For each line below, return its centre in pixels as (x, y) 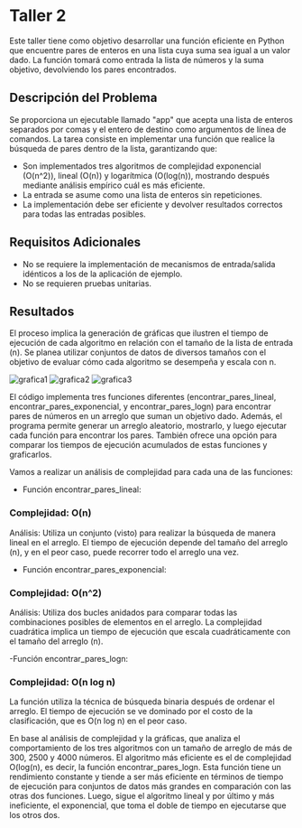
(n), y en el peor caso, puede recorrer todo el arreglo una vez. (124, 552)
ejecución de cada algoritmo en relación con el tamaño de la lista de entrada (151, 343)
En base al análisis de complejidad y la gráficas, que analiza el (125, 739)
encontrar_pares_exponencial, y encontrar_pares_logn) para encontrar (141, 406)
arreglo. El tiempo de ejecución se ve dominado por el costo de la (131, 712)
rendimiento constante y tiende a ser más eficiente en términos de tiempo (146, 777)
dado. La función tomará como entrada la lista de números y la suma (137, 60)
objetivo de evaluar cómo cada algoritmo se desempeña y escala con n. (143, 362)
